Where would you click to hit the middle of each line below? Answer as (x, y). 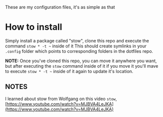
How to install (34, 27)
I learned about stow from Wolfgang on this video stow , (61, 99)
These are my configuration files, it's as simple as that (60, 7)
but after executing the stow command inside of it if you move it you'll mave (82, 66)
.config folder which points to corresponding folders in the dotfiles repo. (79, 51)
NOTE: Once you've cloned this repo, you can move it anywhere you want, (81, 61)
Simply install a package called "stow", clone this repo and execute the (77, 40)
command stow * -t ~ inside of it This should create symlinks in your (76, 46)
